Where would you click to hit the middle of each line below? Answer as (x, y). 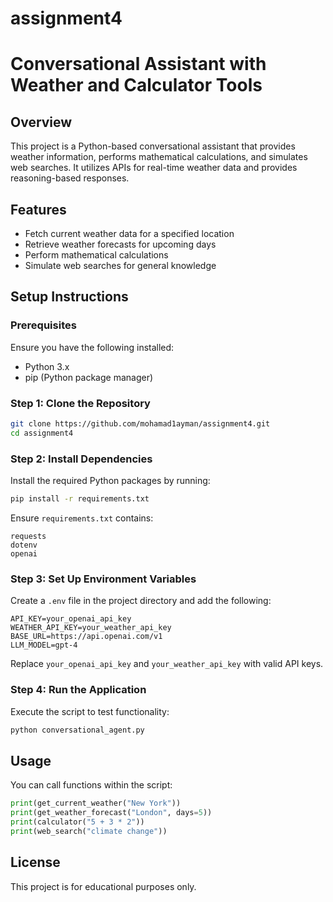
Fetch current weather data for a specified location (129, 233)
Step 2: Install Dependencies (81, 459)
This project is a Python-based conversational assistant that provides (153, 146)
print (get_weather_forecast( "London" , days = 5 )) (111, 813)
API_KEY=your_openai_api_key (71, 619)
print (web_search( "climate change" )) (89, 831)
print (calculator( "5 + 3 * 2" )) (77, 822)
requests (28, 536)
